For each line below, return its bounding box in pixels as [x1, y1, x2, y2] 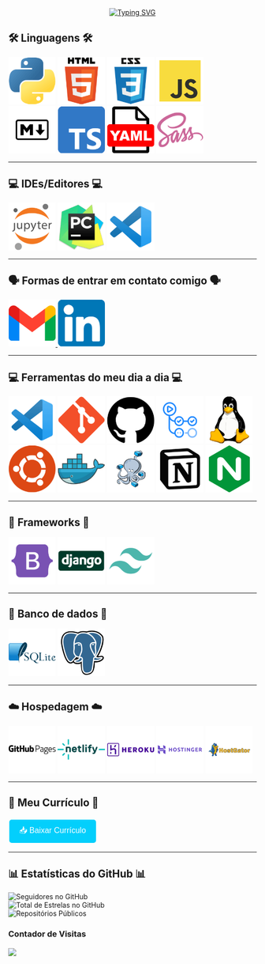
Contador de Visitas [8, 928, 87, 939]
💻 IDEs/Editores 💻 [8, 177, 103, 191]
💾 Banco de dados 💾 [8, 607, 108, 621]
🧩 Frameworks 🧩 [8, 516, 90, 529]
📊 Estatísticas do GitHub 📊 [8, 867, 146, 880]
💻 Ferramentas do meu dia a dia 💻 [8, 371, 183, 384]
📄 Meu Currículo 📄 [8, 796, 99, 810]
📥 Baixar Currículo [19, 826, 87, 835]
